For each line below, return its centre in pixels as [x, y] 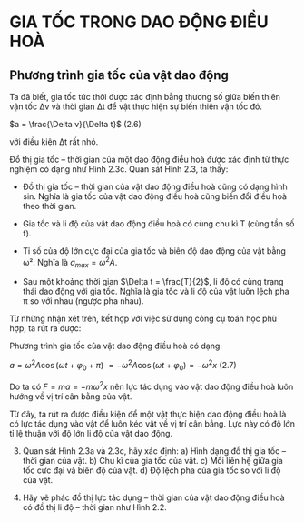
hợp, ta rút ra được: [45, 328]
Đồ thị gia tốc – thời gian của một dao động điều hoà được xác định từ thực [149, 159]
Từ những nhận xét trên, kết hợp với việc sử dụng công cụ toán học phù [143, 319]
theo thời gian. [49, 206]
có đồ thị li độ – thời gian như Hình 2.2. [94, 507]
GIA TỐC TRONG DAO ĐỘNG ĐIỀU [139, 22]
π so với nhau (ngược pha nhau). [83, 301]
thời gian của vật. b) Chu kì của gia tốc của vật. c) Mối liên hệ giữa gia [152, 460]
